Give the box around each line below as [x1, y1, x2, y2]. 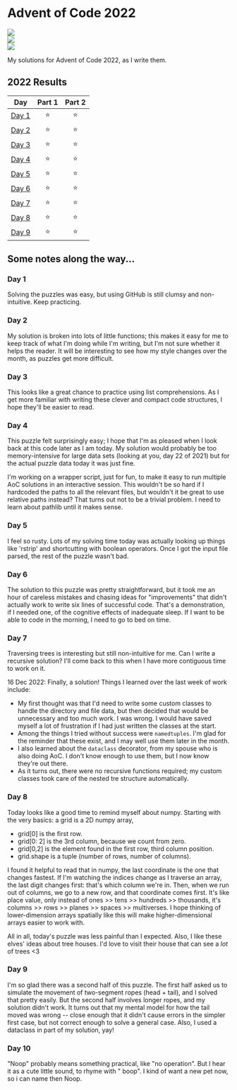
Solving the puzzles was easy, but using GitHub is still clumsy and [7, 290, 199, 298]
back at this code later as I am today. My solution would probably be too [7, 444, 217, 453]
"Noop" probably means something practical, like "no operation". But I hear [7, 1060, 226, 1068]
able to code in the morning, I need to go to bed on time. [7, 615, 171, 624]
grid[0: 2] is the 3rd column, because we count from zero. [17, 837, 186, 845]
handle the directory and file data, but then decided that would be [17, 707, 209, 715]
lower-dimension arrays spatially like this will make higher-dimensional [7, 910, 213, 919]
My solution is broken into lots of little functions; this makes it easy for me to [7, 331, 229, 340]
